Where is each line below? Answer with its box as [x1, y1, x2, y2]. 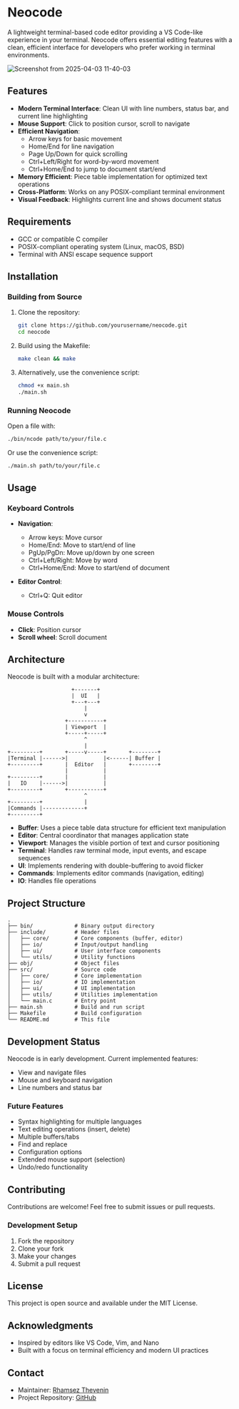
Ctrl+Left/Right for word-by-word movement [28, 157, 159, 166]
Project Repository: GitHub [17, 1393, 96, 1402]
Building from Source [7, 292, 83, 302]
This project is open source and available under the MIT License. [7, 1299, 198, 1308]
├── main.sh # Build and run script [7, 1004, 145, 1011]
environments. [7, 51, 50, 59]
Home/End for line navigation [28, 142, 114, 151]
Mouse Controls [7, 609, 64, 619]
